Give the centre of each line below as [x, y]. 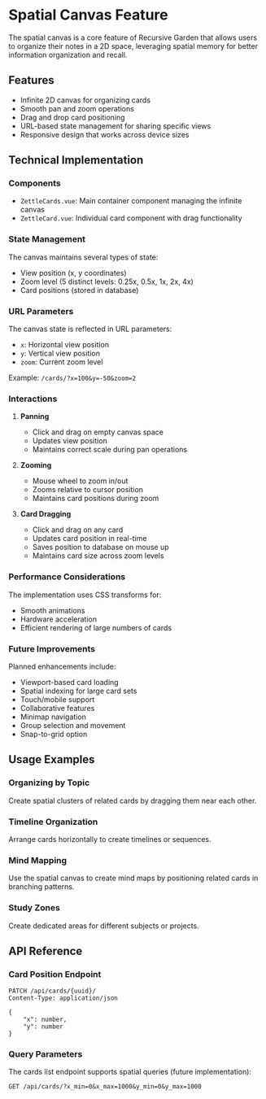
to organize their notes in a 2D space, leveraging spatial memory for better [133, 46]
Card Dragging [46, 514]
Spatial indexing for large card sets [78, 691]
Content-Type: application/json [63, 998]
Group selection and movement [73, 725]
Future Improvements [52, 648]
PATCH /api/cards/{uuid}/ [52, 991]
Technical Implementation [76, 160]
